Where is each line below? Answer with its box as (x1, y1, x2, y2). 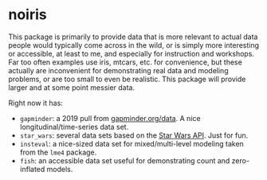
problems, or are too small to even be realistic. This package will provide (8, 74, 246, 84)
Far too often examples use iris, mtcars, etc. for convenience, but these (8, 57, 243, 67)
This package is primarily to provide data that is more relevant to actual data (8, 32, 258, 41)
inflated (19, 164, 45, 174)
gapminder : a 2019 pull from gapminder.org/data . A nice (19, 113, 201, 123)
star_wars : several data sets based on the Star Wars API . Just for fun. (19, 130, 249, 140)
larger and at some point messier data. (8, 82, 135, 92)
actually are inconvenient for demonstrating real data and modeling (8, 65, 229, 75)
